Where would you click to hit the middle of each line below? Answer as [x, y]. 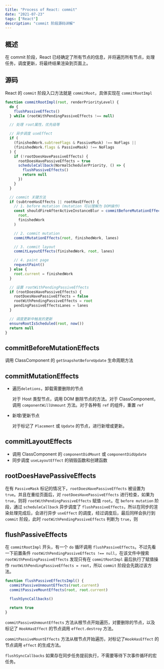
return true [22, 608]
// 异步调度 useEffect [31, 134]
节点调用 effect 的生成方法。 [34, 645]
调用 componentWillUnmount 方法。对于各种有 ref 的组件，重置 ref [78, 405]
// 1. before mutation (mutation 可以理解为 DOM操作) [67, 206]
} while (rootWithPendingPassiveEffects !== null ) [62, 116]
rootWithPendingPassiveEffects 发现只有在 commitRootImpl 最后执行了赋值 [80, 559]
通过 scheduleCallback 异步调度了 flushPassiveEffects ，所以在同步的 [83, 507]
